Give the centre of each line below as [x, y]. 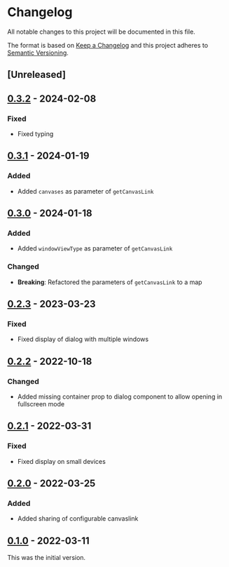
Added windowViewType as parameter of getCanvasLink [95, 248]
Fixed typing [35, 134]
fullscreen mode [41, 404]
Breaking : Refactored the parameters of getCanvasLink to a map [110, 282]
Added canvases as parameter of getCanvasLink [85, 191]
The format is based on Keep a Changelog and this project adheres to [108, 45]
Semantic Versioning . [38, 53]
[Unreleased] [37, 75]
